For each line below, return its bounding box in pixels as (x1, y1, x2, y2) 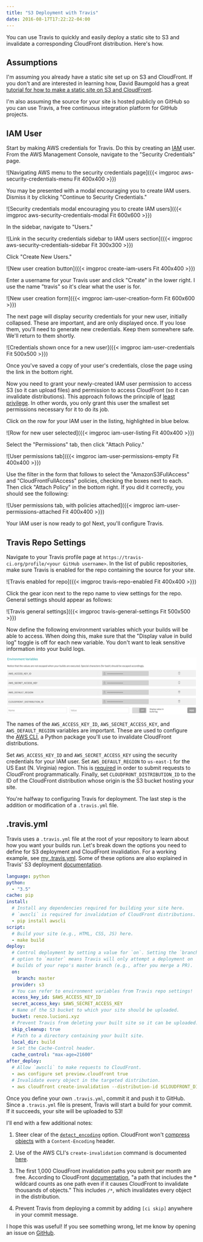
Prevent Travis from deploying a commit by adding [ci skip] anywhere (14, 1205, 193, 1212)
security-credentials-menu (6, 175, 73, 183)
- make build (11, 937, 45, 943)
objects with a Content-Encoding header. (14, 1137, 115, 1145)
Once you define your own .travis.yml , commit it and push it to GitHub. (6, 1095, 185, 1102)
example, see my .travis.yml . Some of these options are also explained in (6, 854, 187, 861)
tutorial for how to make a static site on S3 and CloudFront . (6, 86, 153, 94)
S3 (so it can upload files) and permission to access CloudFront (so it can (6, 387, 189, 394)
